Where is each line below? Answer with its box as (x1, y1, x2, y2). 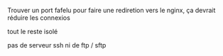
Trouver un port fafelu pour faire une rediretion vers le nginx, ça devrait (7, 6, 216, 14)
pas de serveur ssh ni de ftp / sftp (7, 41, 107, 49)
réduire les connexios (7, 13, 71, 22)
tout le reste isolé (7, 28, 58, 35)
